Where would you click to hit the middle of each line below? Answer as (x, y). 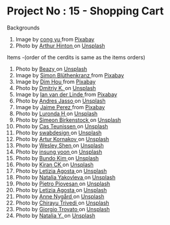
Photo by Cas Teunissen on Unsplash (62, 126)
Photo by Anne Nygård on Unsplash (60, 196)
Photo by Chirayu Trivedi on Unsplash (62, 203)
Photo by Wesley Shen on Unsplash (59, 145)
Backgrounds (23, 28)
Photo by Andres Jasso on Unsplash (60, 101)
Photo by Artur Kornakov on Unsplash (62, 139)
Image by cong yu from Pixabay (55, 39)
